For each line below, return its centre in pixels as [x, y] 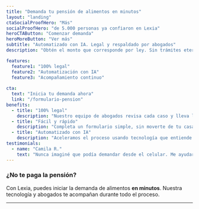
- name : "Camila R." [37, 149]
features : [18, 61]
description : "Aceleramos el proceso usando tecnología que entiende [105, 138]
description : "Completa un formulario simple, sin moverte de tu [99, 127]
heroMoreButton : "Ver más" [39, 39]
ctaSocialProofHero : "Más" [39, 22]
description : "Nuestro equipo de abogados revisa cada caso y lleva [103, 116]
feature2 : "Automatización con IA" [55, 72]
